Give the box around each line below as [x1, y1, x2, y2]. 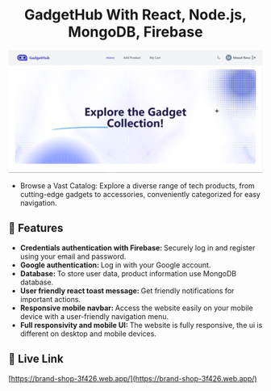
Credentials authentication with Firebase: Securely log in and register [19, 242, 256, 252]
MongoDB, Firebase [68, 23, 203, 41]
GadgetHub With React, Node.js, [23, 6, 248, 24]
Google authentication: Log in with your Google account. [19, 260, 211, 270]
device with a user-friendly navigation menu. [19, 311, 169, 321]
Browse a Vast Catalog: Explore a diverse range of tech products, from [19, 181, 256, 191]
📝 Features [8, 221, 64, 235]
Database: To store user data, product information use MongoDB [19, 268, 236, 278]
